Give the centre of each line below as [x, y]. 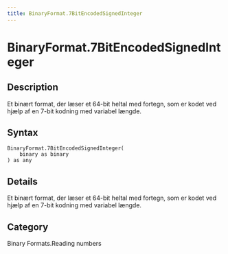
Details [22, 182]
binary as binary [44, 154]
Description [33, 88]
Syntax [23, 133]
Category [28, 227]
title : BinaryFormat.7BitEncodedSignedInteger [75, 13]
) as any [20, 161]
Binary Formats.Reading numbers [54, 244]
